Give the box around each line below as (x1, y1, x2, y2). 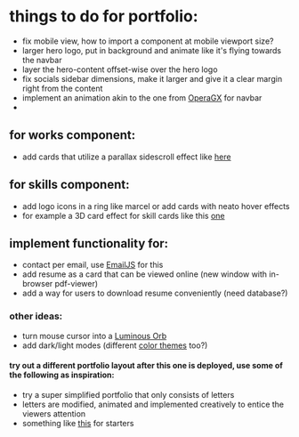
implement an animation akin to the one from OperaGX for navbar (21, 92, 263, 103)
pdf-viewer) (54, 279, 99, 289)
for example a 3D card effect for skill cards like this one (21, 210, 225, 221)
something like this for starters (21, 417, 134, 428)
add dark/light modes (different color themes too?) (21, 340, 208, 351)
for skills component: (9, 177, 130, 192)
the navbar (21, 54, 62, 65)
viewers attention (21, 408, 86, 419)
